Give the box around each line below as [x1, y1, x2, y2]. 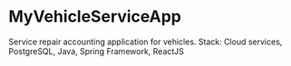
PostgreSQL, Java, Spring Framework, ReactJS [8, 45, 185, 56]
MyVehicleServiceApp [8, 6, 182, 27]
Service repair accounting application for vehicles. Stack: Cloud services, [8, 36, 283, 47]
